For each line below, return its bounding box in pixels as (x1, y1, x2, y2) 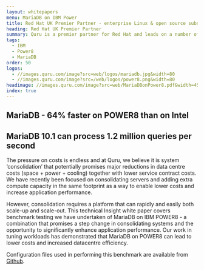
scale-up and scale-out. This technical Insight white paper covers (6, 207, 171, 214)
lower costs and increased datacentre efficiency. (6, 239, 129, 246)
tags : (6, 37, 20, 43)
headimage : (6, 83, 34, 89)
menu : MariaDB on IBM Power (6, 15, 78, 21)
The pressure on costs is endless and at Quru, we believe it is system (6, 157, 180, 164)
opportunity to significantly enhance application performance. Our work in (6, 226, 192, 234)
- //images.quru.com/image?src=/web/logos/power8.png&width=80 (12, 76, 175, 83)
